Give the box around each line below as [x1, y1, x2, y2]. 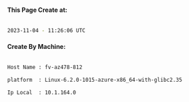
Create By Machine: [7, 42, 66, 50]
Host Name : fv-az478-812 [7, 64, 82, 71]
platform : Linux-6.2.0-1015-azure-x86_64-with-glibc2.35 [7, 77, 183, 84]
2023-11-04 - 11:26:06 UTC [7, 27, 86, 34]
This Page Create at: [7, 6, 68, 14]
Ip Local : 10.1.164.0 [7, 89, 77, 96]
